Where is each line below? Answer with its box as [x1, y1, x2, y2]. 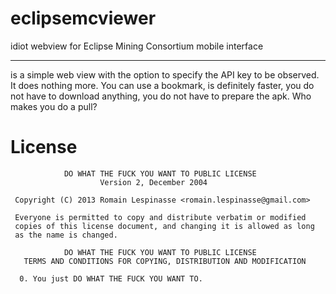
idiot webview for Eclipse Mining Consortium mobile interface [10, 40, 264, 52]
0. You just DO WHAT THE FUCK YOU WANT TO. [19, 273, 203, 284]
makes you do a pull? [10, 100, 98, 112]
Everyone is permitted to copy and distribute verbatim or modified [14, 212, 307, 222]
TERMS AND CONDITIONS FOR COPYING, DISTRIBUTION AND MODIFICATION [23, 256, 307, 266]
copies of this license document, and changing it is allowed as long [14, 221, 315, 231]
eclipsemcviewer [10, 7, 157, 30]
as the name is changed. [14, 230, 118, 240]
